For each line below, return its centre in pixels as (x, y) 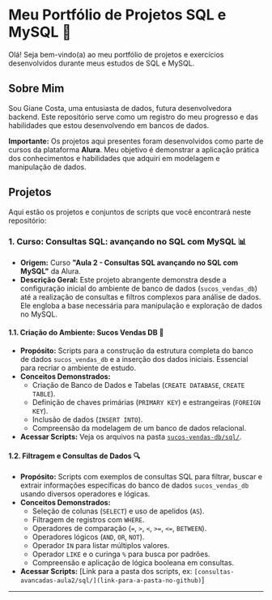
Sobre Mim (36, 89)
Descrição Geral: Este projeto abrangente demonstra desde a (123, 279)
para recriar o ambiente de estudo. (78, 368)
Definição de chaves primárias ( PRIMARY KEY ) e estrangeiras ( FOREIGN (146, 402)
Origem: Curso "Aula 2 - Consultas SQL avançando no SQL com (129, 262)
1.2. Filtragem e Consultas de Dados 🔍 (74, 456)
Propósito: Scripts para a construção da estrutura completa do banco (136, 351)
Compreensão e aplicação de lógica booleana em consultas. (133, 563)
